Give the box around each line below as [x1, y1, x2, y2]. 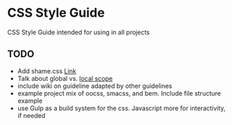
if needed [17, 111, 46, 119]
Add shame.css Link [17, 66, 77, 75]
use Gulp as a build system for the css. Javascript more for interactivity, [17, 103, 226, 112]
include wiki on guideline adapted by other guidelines [17, 82, 172, 90]
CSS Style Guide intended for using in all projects [7, 28, 150, 36]
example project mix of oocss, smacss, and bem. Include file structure [17, 89, 221, 97]
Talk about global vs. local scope [17, 74, 113, 82]
